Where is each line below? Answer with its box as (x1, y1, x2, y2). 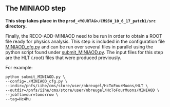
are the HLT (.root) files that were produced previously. (5, 55, 122, 61)
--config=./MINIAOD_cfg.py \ (5, 78, 68, 84)
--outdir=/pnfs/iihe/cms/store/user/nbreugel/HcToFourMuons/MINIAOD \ (5, 88, 160, 93)
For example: (5, 64, 33, 70)
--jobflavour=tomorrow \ (5, 92, 59, 97)
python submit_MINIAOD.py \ (5, 74, 66, 79)
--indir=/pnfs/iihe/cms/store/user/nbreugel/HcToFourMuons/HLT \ (5, 83, 148, 88)
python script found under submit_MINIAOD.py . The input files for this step (5, 49, 163, 55)
